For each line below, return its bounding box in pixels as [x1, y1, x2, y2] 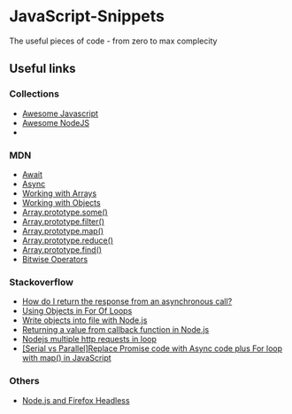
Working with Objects [21, 197, 101, 207]
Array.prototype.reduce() [21, 235, 113, 246]
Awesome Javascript [21, 108, 99, 119]
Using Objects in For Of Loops [21, 306, 133, 316]
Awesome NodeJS [21, 117, 90, 128]
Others [9, 375, 40, 387]
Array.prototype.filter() [21, 215, 104, 227]
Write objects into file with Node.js [21, 315, 148, 325]
